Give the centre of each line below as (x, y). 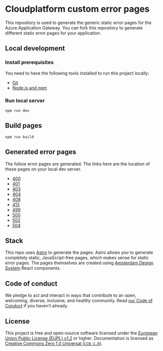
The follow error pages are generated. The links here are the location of (78, 164)
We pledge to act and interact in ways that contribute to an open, (71, 296)
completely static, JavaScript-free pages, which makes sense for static (77, 258)
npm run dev (17, 111)
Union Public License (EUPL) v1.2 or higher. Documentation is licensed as (79, 338)
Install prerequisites (29, 62)
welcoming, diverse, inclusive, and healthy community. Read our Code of (79, 301)
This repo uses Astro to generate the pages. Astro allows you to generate (79, 252)
